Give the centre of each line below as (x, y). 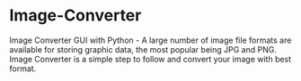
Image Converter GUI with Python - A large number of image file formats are (150, 40)
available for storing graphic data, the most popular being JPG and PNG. (143, 49)
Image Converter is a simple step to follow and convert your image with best (150, 59)
